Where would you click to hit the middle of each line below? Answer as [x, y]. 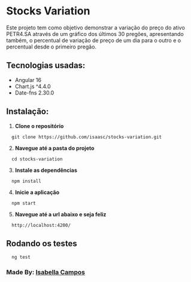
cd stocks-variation [37, 159]
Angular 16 [28, 80]
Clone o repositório [39, 126]
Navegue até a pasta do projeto [54, 148]
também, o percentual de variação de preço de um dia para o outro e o [94, 40]
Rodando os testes [42, 243]
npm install [27, 181]
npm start [24, 203]
